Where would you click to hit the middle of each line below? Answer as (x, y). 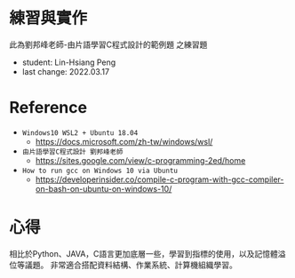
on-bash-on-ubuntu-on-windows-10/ (104, 188)
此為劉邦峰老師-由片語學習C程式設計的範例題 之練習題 (108, 44)
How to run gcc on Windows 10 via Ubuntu (100, 171)
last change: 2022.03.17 (65, 71)
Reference (48, 108)
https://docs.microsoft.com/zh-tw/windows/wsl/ (124, 141)
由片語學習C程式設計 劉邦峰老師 (72, 152)
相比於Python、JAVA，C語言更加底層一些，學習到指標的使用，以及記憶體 (144, 253)
